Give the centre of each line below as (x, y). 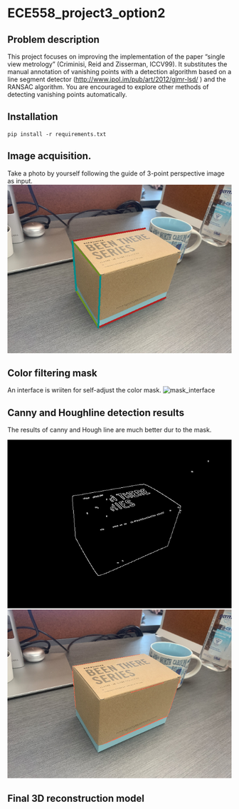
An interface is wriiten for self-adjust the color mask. (84, 390)
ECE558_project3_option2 (86, 13)
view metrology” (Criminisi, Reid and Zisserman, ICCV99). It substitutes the (117, 64)
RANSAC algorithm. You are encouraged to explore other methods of (108, 87)
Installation (33, 117)
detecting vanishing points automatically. (67, 95)
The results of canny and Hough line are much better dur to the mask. (110, 430)
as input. (20, 180)
